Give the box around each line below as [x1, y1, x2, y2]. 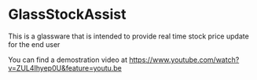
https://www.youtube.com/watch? [129, 55, 240, 64]
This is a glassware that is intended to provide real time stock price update [8, 31, 249, 41]
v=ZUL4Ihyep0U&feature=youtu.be [8, 63, 122, 72]
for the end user [8, 39, 61, 49]
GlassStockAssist [8, 5, 127, 24]
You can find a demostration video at [8, 55, 128, 64]
